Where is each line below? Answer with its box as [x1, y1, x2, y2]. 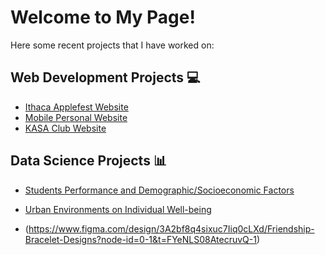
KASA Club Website [24, 122, 107, 134]
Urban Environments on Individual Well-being [24, 203, 212, 215]
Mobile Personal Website [24, 111, 128, 123]
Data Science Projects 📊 [10, 152, 167, 170]
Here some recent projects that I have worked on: [10, 39, 215, 51]
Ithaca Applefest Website [24, 101, 129, 113]
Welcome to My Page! [10, 6, 196, 29]
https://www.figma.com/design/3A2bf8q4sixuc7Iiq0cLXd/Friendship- [28, 222, 315, 235]
